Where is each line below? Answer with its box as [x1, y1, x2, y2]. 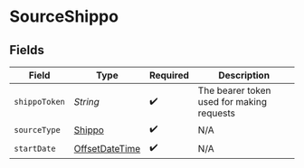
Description [218, 70, 270, 81]
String [73, 96, 100, 107]
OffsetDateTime [73, 142, 141, 154]
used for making [197, 96, 267, 107]
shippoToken [14, 97, 66, 107]
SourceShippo [9, 6, 119, 27]
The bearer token [197, 84, 271, 97]
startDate [14, 143, 56, 154]
